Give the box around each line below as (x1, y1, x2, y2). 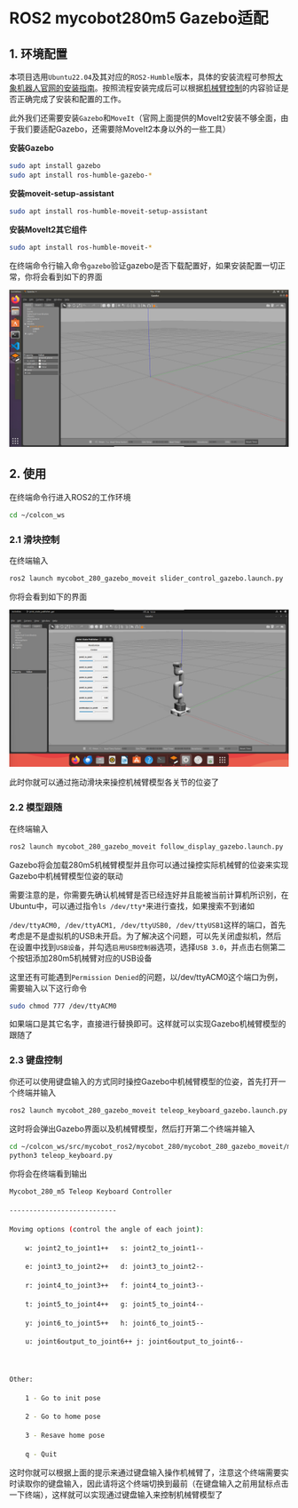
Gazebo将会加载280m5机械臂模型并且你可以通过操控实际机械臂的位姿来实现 (9, 859, 289, 870)
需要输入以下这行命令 (9, 983, 87, 993)
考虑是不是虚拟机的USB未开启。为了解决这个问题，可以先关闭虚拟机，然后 (9, 930, 282, 941)
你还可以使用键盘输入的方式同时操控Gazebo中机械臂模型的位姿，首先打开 (9, 1076, 278, 1087)
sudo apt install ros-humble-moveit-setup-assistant (9, 206, 208, 216)
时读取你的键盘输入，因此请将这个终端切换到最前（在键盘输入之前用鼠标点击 (9, 1478, 289, 1488)
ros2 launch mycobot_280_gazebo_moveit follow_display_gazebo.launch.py (9, 842, 284, 851)
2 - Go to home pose (25, 1412, 101, 1422)
